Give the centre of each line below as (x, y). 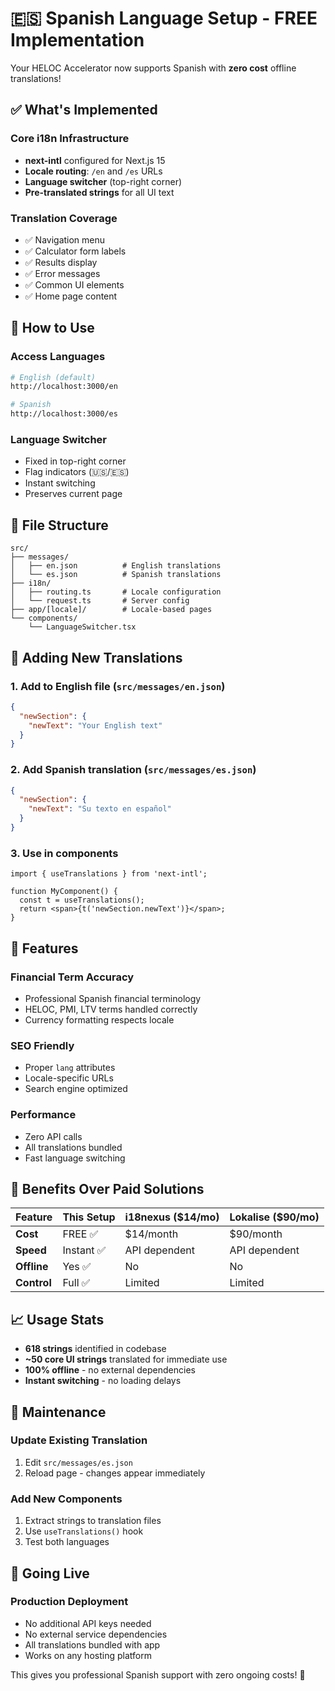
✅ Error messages (62, 273)
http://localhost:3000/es (64, 414)
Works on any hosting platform (88, 1655)
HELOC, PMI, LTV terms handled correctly (111, 1009)
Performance (43, 1115)
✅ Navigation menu (65, 239)
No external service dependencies (96, 1634)
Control (33, 1283)
